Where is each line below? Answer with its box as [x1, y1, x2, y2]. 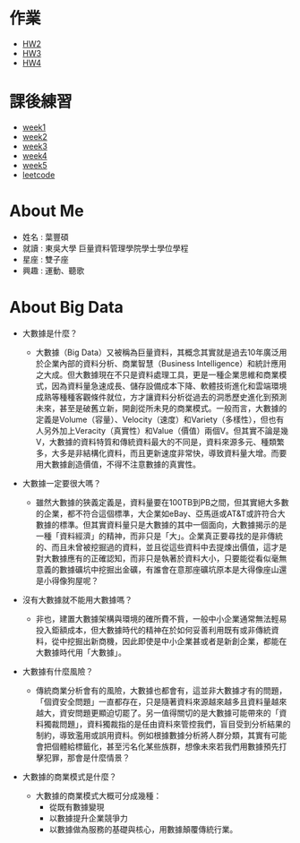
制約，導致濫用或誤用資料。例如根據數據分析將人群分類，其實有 [35, 729, 271, 740]
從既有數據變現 [48, 801, 105, 812]
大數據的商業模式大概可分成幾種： [35, 790, 162, 801]
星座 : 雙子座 [21, 254, 69, 264]
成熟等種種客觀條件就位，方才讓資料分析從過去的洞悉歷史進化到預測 [35, 391, 287, 402]
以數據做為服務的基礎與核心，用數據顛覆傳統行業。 [48, 823, 238, 834]
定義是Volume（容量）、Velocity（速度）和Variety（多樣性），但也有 [35, 414, 285, 425]
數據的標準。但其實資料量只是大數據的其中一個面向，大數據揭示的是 [35, 519, 287, 529]
